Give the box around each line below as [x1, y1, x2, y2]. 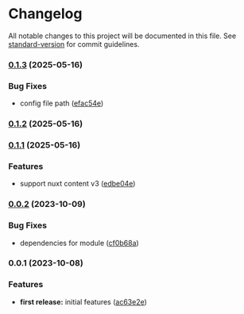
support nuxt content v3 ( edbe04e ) [19, 179, 136, 189]
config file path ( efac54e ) [19, 98, 104, 108]
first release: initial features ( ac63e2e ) [19, 297, 147, 306]
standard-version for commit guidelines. [8, 39, 140, 48]
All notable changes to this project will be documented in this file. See [8, 31, 237, 40]
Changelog [8, 5, 83, 23]
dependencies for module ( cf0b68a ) [19, 238, 139, 247]
